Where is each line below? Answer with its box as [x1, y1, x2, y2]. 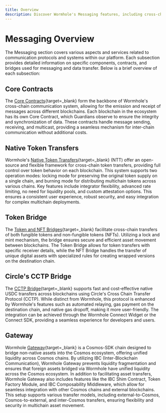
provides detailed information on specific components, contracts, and [5, 60, 147, 66]
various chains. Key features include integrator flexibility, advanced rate [5, 184, 151, 189]
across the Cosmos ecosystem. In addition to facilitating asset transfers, [5, 370, 152, 376]
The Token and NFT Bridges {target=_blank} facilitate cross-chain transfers [5, 226, 158, 232]
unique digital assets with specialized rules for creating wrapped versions [5, 253, 155, 259]
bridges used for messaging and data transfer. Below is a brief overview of [5, 65, 157, 71]
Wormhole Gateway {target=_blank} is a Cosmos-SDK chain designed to [5, 344, 152, 350]
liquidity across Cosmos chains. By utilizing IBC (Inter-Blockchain [5, 355, 138, 361]
